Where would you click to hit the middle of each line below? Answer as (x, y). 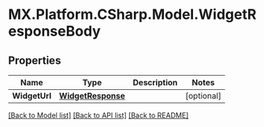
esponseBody (54, 31)
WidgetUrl (32, 96)
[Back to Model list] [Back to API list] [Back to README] (99, 115)
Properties (35, 60)
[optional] (203, 96)
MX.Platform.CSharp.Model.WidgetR (132, 15)
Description (155, 82)
